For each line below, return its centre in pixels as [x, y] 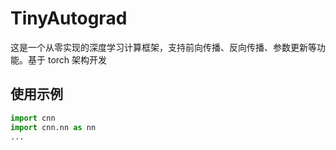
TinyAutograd [69, 18]
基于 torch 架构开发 [67, 59]
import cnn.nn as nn [53, 127]
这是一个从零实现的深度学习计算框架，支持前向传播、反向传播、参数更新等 [163, 47]
